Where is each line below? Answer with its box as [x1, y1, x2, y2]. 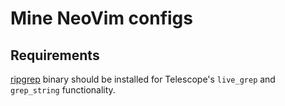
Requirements [10, 47, 100, 64]
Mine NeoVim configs [10, 7, 193, 30]
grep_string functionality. [10, 84, 116, 96]
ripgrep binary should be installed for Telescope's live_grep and [10, 73, 276, 85]
